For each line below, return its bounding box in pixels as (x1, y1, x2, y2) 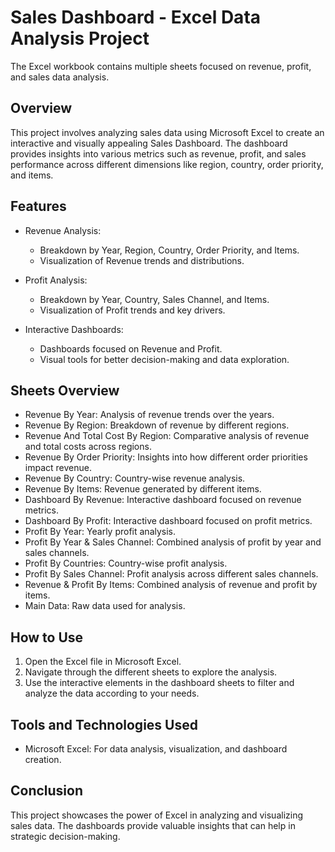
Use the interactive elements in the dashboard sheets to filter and (24, 677, 295, 689)
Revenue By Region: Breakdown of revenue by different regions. (24, 419, 290, 431)
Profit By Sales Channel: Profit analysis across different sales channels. (24, 568, 319, 580)
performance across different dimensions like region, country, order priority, (10, 158, 324, 170)
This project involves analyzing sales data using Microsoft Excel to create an (10, 126, 325, 138)
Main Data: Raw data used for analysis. (24, 600, 186, 612)
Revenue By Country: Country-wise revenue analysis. (24, 472, 246, 485)
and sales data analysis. (10, 71, 110, 83)
